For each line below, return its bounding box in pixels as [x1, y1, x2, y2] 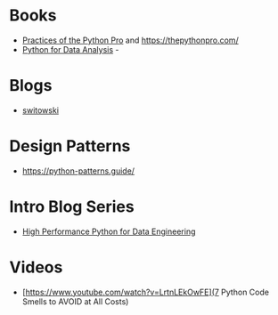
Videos [9, 257, 63, 277]
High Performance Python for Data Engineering [21, 226, 196, 237]
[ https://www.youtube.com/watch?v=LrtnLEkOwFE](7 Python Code [21, 287, 270, 297]
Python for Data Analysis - [21, 44, 119, 54]
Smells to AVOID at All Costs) [21, 295, 129, 307]
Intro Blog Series [9, 197, 135, 216]
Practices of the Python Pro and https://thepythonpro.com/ [21, 35, 239, 45]
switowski [21, 104, 60, 116]
